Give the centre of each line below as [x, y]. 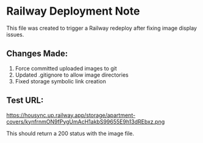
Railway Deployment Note [73, 11]
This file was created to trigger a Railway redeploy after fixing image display [101, 28]
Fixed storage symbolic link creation [61, 81]
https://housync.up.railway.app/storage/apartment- [71, 115]
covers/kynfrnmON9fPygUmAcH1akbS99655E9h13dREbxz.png [86, 121]
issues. [15, 34]
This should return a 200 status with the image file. [70, 133]
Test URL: [25, 101]
